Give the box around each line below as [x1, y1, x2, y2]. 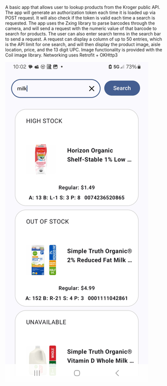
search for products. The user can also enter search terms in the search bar [5, 31, 161, 36]
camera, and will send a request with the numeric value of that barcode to [5, 25, 157, 31]
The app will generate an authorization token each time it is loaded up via [5, 9, 156, 15]
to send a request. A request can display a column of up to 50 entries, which [5, 36, 162, 42]
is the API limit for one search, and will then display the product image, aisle [5, 41, 161, 47]
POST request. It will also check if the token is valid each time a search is [5, 15, 156, 20]
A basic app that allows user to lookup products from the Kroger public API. [5, 4, 161, 10]
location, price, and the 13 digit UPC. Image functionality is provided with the [5, 47, 163, 52]
